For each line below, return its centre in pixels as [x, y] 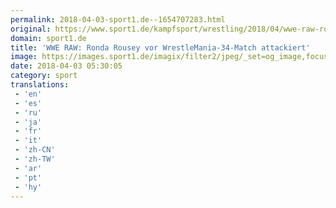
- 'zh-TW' [35, 159]
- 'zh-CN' [35, 150]
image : [24, 57]
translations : [40, 85]
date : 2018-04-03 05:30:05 [66, 66]
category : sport [44, 76]
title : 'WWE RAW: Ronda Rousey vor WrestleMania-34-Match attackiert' [160, 47]
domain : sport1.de [48, 38]
